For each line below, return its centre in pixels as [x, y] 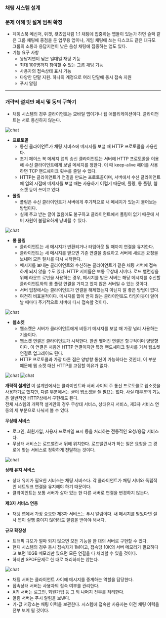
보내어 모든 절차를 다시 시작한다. [51, 259]
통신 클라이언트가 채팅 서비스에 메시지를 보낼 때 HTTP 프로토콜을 [82, 146]
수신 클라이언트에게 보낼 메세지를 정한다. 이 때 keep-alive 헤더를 [87, 165]
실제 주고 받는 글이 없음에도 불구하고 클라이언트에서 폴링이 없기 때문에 [87, 214]
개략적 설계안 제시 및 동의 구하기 [41, 102]
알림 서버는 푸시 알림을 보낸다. [41, 598]
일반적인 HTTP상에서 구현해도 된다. [44, 398]
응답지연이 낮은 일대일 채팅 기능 [50, 59]
